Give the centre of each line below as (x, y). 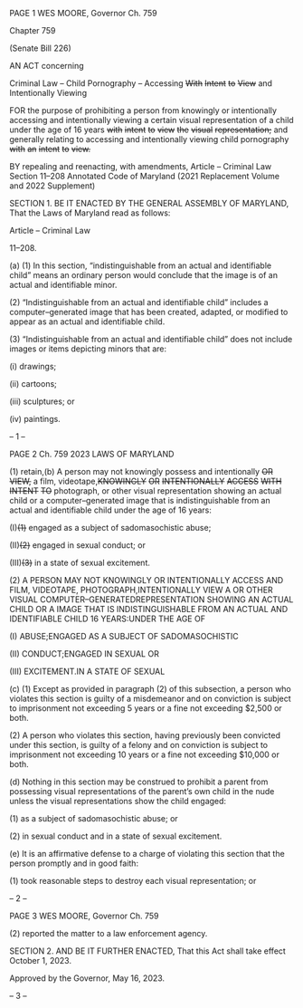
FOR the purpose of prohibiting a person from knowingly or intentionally (143, 110)
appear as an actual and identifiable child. (87, 322)
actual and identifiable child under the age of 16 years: (111, 510)
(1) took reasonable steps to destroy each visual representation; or (133, 881)
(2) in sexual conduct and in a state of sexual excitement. (116, 836)
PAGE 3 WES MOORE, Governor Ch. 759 (84, 916)
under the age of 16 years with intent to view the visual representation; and (149, 130)
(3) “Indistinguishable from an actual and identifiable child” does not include (151, 339)
